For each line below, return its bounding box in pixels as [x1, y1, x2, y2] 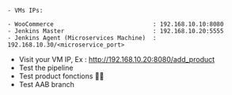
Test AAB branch [18, 80, 74, 89]
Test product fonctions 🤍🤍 [18, 71, 105, 81]
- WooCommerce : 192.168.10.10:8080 [7, 20, 224, 28]
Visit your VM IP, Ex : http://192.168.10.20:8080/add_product [18, 55, 215, 64]
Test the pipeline [18, 63, 74, 72]
